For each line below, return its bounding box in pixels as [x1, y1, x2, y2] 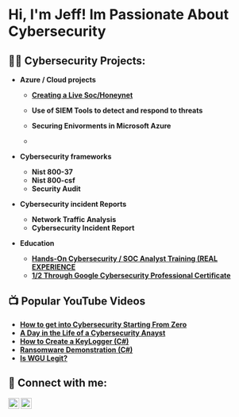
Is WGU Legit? [19, 353, 67, 362]
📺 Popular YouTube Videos [8, 295, 145, 308]
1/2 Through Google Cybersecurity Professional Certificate [31, 271, 231, 280]
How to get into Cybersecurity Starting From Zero [19, 319, 187, 329]
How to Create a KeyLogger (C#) [19, 336, 129, 346]
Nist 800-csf [31, 176, 75, 185]
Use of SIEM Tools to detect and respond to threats [31, 105, 203, 115]
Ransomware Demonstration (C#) [19, 345, 133, 354]
